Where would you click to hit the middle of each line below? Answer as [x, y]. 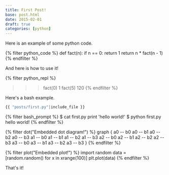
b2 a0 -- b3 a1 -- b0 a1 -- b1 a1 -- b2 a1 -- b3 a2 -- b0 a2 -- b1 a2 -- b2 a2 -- [85, 137]
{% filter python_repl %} [31, 78]
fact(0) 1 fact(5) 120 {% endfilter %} [80, 88]
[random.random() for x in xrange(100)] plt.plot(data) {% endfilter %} [77, 158]
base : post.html [22, 15]
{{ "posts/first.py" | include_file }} [45, 107]
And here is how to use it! [32, 68]
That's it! [14, 168]
